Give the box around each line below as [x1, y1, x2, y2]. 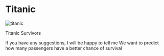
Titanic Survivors [5, 30, 41, 36]
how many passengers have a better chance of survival [5, 45, 122, 51]
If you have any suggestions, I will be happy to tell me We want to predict [5, 39, 159, 46]
